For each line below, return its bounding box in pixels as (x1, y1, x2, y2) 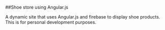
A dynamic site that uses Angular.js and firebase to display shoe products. (5, 14, 160, 19)
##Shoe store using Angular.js (5, 4, 69, 10)
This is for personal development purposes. (5, 19, 96, 25)
